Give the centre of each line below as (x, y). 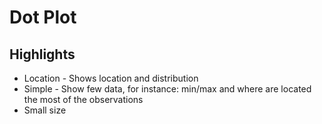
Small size (45, 110)
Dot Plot (43, 17)
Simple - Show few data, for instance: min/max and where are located (167, 89)
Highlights (42, 54)
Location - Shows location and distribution (111, 78)
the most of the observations (83, 99)
